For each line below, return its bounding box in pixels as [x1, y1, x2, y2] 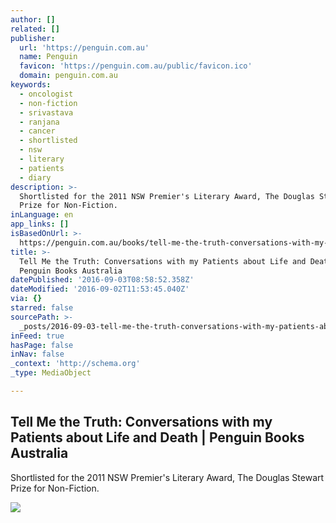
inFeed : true [10, 331, 65, 341]
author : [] [10, 14, 56, 25]
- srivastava [19, 107, 74, 118]
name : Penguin [19, 52, 78, 62]
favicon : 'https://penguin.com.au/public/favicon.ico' [19, 61, 253, 71]
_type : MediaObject [10, 368, 92, 378]
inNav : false [10, 349, 65, 360]
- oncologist [19, 89, 74, 99]
